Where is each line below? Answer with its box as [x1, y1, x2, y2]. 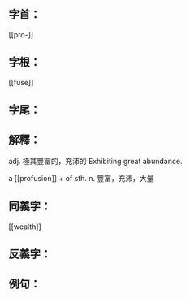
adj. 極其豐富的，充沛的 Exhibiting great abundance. [8, 156, 183, 166]
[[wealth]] [8, 222, 42, 231]
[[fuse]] [8, 77, 34, 87]
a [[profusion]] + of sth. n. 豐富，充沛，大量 [8, 173, 154, 183]
